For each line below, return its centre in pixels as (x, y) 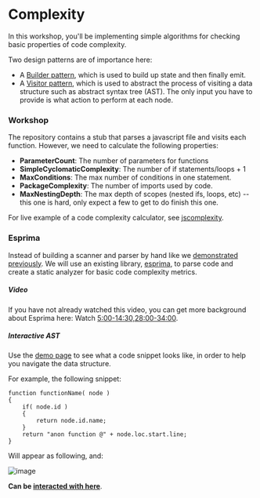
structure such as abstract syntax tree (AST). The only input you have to (136, 91)
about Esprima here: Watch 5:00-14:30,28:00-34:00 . (93, 318)
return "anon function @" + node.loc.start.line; (105, 434)
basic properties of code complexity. (67, 44)
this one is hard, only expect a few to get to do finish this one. (119, 202)
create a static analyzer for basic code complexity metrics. (103, 271)
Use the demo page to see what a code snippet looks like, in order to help (127, 355)
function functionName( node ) (59, 394)
